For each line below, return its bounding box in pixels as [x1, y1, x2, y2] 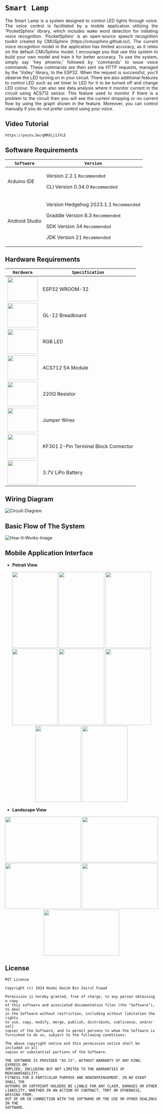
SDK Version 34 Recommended [46, 223, 112, 230]
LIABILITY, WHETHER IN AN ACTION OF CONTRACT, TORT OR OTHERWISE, [5, 1088, 142, 1093]
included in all [5, 1045, 38, 1050]
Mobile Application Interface [5, 549, 94, 557]
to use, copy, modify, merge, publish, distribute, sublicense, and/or [5, 1019, 153, 1024]
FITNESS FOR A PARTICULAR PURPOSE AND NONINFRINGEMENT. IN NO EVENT [5, 1075, 147, 1080]
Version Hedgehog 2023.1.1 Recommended [46, 201, 141, 208]
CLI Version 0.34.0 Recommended [46, 183, 118, 190]
